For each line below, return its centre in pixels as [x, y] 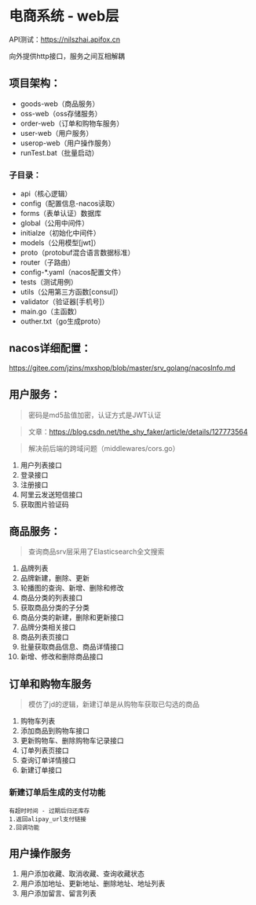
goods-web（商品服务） [60, 104]
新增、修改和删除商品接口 [62, 657]
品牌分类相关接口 [48, 627]
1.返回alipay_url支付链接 [48, 819]
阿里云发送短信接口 [51, 494]
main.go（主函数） [51, 312]
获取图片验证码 [44, 504]
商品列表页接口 [44, 637]
